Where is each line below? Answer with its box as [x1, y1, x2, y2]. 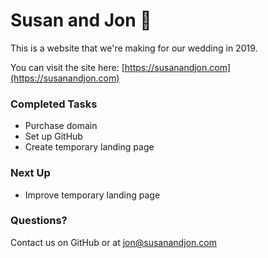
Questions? [10, 214, 68, 228]
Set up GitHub [24, 130, 83, 143]
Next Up [10, 166, 51, 180]
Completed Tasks [10, 97, 98, 111]
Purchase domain [24, 120, 98, 132]
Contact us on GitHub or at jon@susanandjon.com [10, 236, 217, 248]
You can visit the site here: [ [10, 61, 125, 73]
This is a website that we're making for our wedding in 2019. [10, 42, 258, 54]
